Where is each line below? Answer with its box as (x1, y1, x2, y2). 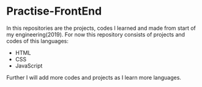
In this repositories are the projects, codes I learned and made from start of (6, 24, 196, 32)
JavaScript (15, 62, 43, 69)
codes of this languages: (6, 37, 69, 44)
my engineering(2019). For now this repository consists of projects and (6, 30, 185, 38)
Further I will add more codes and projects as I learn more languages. (6, 74, 182, 81)
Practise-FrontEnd (6, 4, 102, 18)
